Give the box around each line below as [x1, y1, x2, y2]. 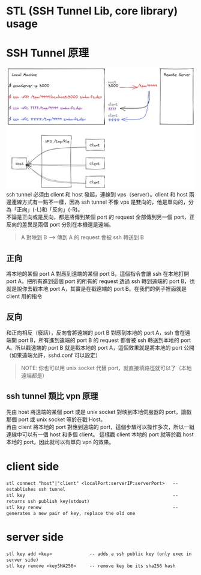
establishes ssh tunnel [6, 486, 66, 492]
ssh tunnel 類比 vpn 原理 [6, 391, 98, 401]
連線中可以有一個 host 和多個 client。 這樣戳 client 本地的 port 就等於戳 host [6, 431, 194, 438]
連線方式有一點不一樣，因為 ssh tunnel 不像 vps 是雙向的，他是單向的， [11, 198, 189, 205]
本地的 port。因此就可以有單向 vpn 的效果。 [6, 438, 115, 445]
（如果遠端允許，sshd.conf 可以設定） [6, 351, 101, 359]
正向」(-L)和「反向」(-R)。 [16, 206, 83, 213]
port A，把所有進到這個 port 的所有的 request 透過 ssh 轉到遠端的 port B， [6, 278, 190, 285]
